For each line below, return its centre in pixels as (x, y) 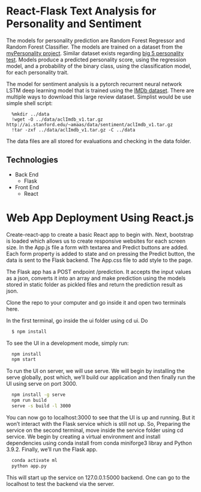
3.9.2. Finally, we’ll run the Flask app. (52, 449)
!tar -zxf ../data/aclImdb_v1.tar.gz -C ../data (73, 130)
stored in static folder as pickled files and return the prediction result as (94, 284)
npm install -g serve (39, 395)
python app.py (29, 466)
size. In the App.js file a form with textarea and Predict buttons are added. (97, 247)
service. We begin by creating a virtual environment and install (83, 436)
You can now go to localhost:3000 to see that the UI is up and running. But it (100, 417)
